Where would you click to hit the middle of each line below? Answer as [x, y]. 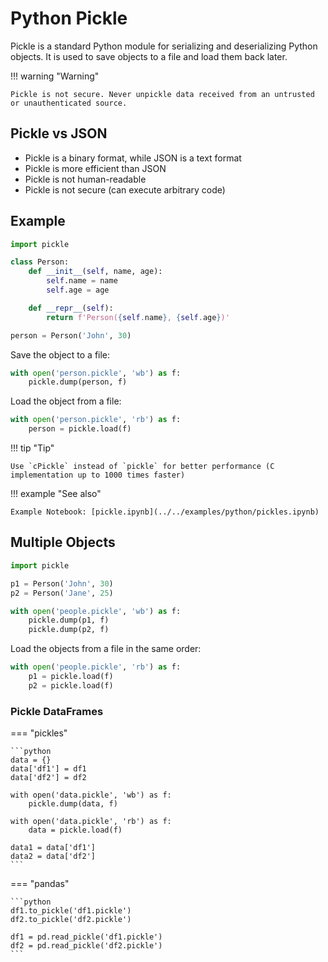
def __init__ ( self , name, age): [95, 272]
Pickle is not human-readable [85, 179]
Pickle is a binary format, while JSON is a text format [133, 158]
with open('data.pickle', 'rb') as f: [91, 822]
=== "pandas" [40, 884]
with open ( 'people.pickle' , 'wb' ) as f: [96, 611]
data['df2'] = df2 [48, 778]
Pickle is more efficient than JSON [95, 168]
